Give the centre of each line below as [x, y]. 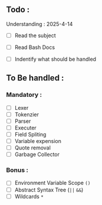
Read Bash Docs [34, 47]
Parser [23, 121]
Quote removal [33, 148]
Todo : [18, 10]
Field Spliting [30, 134]
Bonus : [17, 170]
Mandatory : [24, 95]
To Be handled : [35, 78]
